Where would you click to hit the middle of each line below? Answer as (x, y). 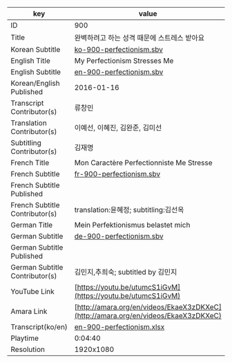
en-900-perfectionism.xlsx (119, 327)
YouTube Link (33, 291)
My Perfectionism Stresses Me (124, 60)
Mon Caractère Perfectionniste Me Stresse (143, 163)
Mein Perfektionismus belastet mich (132, 225)
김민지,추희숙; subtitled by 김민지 (126, 272)
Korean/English (35, 83)
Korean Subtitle (36, 49)
